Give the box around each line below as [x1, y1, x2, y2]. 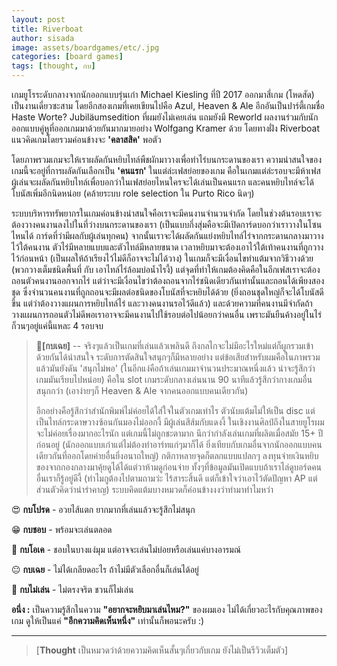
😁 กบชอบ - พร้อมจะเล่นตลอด [11, 524, 113, 535]
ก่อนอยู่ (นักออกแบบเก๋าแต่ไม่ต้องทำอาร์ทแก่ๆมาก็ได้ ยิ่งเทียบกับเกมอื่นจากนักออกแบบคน [35, 439, 323, 450]
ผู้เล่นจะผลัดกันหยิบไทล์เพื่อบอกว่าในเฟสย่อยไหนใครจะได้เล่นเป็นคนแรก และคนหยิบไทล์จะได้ [11, 176, 314, 188]
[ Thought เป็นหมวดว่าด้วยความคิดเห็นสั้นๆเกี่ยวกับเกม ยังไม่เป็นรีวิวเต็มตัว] [35, 644, 288, 656]
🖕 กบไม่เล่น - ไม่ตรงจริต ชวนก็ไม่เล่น [11, 584, 134, 595]
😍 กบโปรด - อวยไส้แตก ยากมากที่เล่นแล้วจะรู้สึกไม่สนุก [11, 504, 196, 515]
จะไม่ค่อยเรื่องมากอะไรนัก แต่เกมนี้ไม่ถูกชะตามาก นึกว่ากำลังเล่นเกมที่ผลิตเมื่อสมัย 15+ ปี [35, 427, 324, 439]
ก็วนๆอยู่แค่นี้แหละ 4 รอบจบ [11, 320, 104, 331]
